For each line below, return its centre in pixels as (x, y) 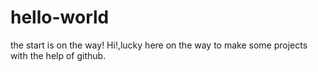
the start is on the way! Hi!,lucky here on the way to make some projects (159, 45)
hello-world (60, 17)
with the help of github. (58, 55)
